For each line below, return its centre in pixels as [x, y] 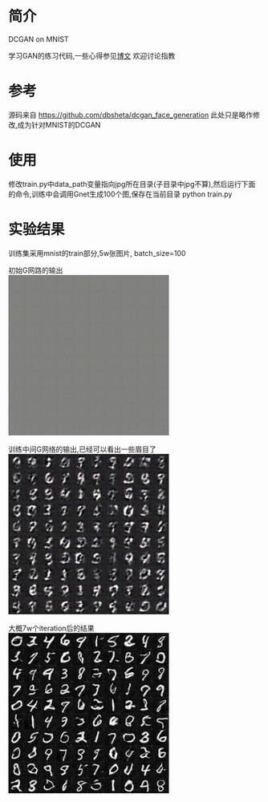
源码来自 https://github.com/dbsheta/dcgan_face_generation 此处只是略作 [131, 115]
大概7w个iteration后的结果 [51, 628]
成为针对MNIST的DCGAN [59, 124]
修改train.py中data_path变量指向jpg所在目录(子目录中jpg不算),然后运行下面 [132, 184]
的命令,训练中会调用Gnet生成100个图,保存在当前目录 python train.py [120, 194]
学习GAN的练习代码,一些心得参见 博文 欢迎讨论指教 [92, 55]
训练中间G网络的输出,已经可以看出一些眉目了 [82, 449]
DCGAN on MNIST [39, 39]
